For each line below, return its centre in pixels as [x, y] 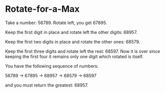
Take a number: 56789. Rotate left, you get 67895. [56, 23]
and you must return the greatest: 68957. [47, 85]
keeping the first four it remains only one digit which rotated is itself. [74, 56]
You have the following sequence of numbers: [52, 66]
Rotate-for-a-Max [42, 9]
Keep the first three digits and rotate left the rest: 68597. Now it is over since [83, 51]
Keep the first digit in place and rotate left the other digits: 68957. [71, 32]
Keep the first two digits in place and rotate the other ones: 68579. [73, 42]
